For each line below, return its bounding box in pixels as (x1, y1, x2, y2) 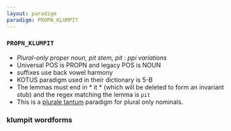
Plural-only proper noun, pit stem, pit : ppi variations (16, 53, 168, 62)
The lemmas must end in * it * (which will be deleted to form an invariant (16, 82, 224, 91)
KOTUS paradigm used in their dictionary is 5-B (16, 76, 153, 84)
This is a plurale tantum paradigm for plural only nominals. (16, 98, 184, 106)
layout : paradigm (6, 10, 57, 17)
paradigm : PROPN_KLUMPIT (6, 17, 79, 24)
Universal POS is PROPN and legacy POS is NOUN (16, 60, 161, 69)
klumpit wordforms (6, 115, 73, 125)
